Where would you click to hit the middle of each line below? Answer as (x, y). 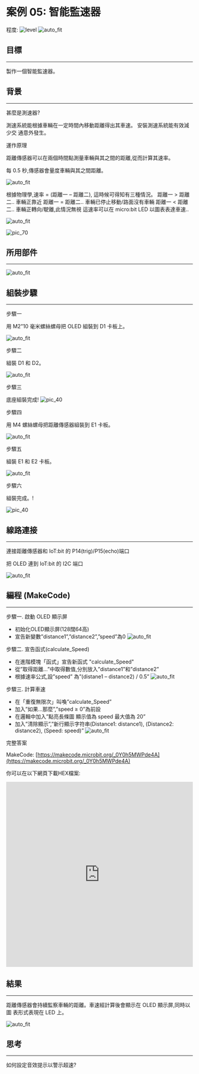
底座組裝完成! (23, 400)
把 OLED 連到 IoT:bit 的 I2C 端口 (45, 564)
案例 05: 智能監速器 (53, 12)
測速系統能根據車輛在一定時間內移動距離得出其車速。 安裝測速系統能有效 (95, 125)
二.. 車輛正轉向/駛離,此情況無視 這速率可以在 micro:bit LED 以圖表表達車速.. (97, 209)
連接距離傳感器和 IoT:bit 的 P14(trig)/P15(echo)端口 (68, 551)
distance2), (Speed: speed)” (49, 730)
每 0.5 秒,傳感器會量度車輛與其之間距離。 (56, 170)
